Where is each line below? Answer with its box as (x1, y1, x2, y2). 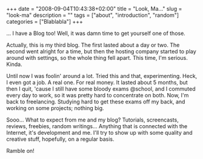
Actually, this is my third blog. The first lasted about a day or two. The (6, 42, 180, 48)
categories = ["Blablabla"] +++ (6, 18, 84, 25)
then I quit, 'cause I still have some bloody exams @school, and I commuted (6, 85, 196, 92)
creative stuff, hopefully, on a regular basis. (6, 135, 115, 143)
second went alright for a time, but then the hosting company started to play (6, 48, 197, 55)
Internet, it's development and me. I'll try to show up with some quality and (6, 129, 193, 136)
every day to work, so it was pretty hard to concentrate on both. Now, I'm (6, 92, 189, 99)
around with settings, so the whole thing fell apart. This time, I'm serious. (6, 54, 188, 61)
